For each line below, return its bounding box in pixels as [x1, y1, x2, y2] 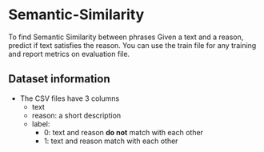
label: [31, 118, 50, 129]
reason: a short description [31, 110, 122, 120]
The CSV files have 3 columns [19, 94, 120, 103]
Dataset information [8, 72, 110, 86]
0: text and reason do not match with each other [43, 127, 204, 137]
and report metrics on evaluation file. [8, 49, 130, 58]
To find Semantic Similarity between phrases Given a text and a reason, [8, 32, 244, 42]
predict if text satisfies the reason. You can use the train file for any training [8, 40, 257, 50]
